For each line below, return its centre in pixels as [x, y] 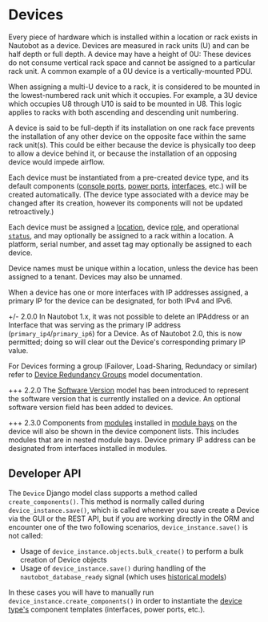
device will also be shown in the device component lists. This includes [124, 431]
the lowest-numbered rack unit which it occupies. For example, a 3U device [133, 95]
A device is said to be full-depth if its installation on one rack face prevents [132, 128]
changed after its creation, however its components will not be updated [126, 203]
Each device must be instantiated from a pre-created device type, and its [129, 177]
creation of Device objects [63, 559]
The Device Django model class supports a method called [103, 493]
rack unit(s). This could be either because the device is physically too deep [132, 144]
